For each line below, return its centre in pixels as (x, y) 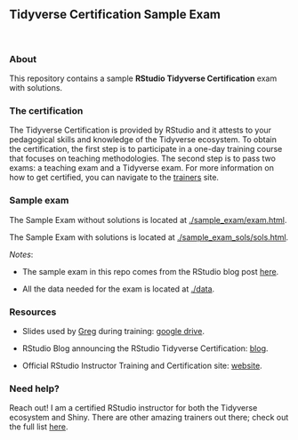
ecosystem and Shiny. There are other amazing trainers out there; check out (149, 418)
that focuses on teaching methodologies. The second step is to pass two (142, 158)
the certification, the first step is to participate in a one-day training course (146, 149)
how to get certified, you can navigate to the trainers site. (114, 178)
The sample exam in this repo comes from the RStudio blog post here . (150, 271)
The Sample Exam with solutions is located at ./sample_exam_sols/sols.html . (149, 237)
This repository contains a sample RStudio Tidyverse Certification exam (143, 78)
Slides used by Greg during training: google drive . (113, 331)
